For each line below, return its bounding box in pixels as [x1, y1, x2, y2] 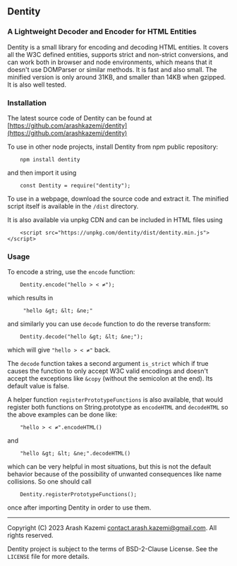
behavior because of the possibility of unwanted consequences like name [7, 470, 222, 479]
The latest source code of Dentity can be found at [7, 113, 152, 122]
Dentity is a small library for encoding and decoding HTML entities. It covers [7, 42, 229, 51]
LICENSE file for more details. [7, 553, 90, 561]
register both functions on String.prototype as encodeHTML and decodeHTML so [7, 403, 229, 412]
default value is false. [7, 382, 69, 390]
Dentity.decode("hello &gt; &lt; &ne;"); [20, 333, 143, 340]
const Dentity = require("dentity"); [20, 182, 131, 189]
